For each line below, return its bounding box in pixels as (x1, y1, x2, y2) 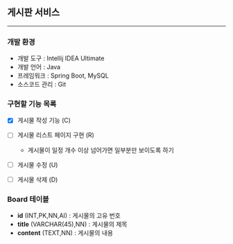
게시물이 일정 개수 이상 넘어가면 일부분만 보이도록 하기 (27, 146, 175, 154)
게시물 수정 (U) (17, 160, 58, 168)
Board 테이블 (7, 194, 50, 204)
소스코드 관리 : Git (17, 80, 67, 89)
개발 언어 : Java (17, 63, 61, 71)
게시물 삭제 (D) (17, 175, 58, 184)
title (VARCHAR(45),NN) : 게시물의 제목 (17, 220, 128, 228)
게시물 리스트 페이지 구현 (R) (17, 131, 95, 139)
